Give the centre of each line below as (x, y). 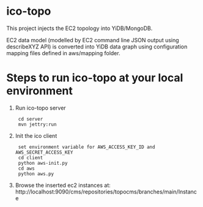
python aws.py (36, 174)
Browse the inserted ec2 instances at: (63, 185)
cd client (31, 157)
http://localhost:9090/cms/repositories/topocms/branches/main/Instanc (106, 192)
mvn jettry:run (37, 124)
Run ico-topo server (40, 108)
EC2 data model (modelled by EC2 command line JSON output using (93, 40)
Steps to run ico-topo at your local (95, 78)
